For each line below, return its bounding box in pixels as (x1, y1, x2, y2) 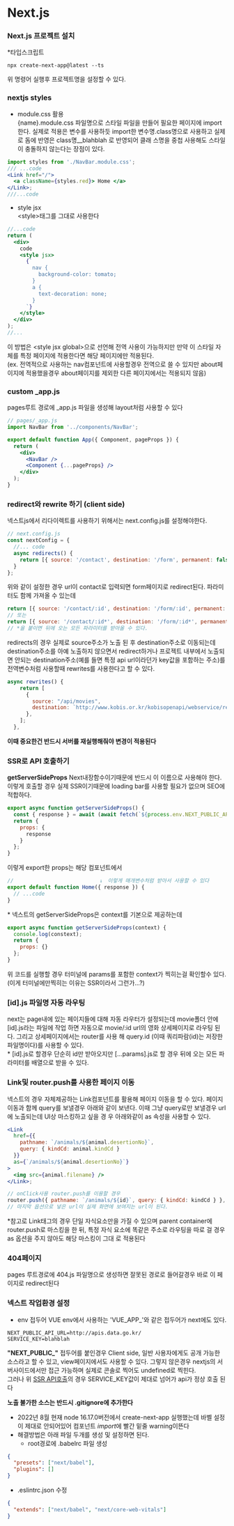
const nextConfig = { (7, 537, 70, 544)
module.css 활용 (17, 109, 64, 118)
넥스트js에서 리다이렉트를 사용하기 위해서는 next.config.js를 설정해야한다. (7, 517, 208, 525)
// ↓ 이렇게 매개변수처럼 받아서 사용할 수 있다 (7, 878, 210, 885)
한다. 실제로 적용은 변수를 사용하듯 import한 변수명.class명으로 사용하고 (17, 127, 213, 135)
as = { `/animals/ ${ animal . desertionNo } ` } (13, 1158, 130, 1165)
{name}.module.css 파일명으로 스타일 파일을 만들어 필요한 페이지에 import (17, 118, 222, 127)
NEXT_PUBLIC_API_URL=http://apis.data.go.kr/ (7, 1329, 141, 1337)
